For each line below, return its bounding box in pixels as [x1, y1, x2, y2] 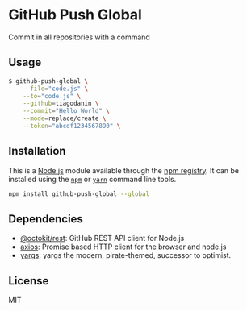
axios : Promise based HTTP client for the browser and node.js [19, 242, 227, 251]
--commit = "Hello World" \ [23, 107, 111, 115]
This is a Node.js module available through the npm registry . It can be [8, 165, 240, 175]
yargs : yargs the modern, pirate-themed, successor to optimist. [19, 251, 232, 260]
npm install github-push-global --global [8, 189, 150, 198]
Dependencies [8, 212, 83, 226]
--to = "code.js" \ [23, 92, 82, 100]
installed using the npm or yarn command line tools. [8, 174, 177, 184]
